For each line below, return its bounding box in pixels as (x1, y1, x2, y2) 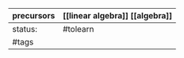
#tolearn (62, 24, 94, 34)
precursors (12, 10, 56, 21)
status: (12, 24, 38, 34)
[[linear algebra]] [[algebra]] (62, 10, 173, 21)
